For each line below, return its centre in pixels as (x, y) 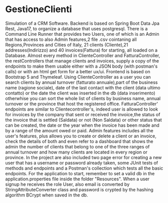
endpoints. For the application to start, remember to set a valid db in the (80, 173)
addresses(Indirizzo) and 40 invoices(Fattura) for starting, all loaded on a (81, 50)
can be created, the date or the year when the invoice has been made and (82, 125)
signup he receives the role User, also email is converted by (68, 184)
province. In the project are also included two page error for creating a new (83, 157)
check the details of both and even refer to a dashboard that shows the (79, 141)
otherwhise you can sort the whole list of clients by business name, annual (83, 98)
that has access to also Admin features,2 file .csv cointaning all (71, 39)
